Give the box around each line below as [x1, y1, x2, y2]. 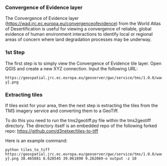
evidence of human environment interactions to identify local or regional [5, 31, 153, 37]
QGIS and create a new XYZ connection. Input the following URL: [5, 65, 138, 71]
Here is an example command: [5, 138, 68, 144]
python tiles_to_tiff [5, 147, 50, 152]
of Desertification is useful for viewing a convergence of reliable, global [5, 26, 152, 32]
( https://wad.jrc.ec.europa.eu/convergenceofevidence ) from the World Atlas [5, 20, 161, 26]
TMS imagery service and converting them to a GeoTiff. [5, 108, 119, 114]
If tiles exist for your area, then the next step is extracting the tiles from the [5, 102, 158, 108]
